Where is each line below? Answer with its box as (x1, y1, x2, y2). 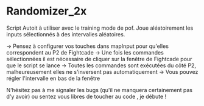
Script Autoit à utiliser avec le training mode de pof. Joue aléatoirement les (6, 24, 194, 31)
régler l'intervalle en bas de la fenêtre (6, 75, 100, 82)
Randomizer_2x (6, 4, 87, 18)
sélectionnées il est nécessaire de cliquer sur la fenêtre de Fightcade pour (6, 55, 192, 62)
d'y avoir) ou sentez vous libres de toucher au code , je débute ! (6, 93, 167, 100)
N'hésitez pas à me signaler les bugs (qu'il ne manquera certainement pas (6, 86, 193, 93)
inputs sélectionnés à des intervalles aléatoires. (6, 30, 125, 38)
